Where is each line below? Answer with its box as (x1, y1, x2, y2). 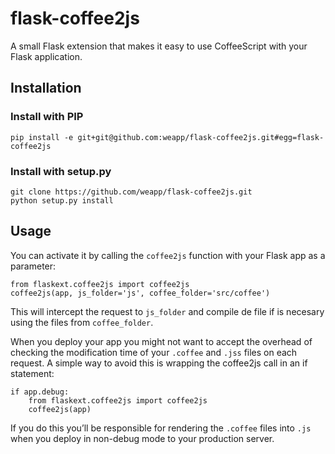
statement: (10, 367, 55, 379)
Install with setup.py (10, 164, 112, 178)
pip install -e (10, 132, 74, 142)
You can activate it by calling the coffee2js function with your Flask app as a (10, 249, 326, 261)
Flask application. (10, 50, 83, 62)
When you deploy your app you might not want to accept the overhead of (10, 335, 313, 347)
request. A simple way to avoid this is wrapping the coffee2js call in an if (10, 357, 308, 369)
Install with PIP (10, 110, 84, 124)
